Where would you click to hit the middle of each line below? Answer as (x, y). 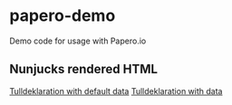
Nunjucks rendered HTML (84, 69)
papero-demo (63, 16)
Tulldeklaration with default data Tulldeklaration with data (116, 91)
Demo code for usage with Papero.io (78, 41)
